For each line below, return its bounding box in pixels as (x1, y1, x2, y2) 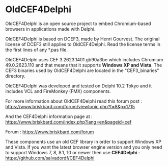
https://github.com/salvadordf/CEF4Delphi (5, 155, 95, 161)
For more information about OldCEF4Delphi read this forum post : (5, 98, 143, 104)
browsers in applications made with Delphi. (5, 26, 96, 32)
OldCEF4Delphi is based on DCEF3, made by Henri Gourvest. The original (5, 36, 160, 42)
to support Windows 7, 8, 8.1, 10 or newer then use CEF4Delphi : (5, 149, 140, 155)
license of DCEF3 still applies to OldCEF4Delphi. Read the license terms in (5, 41, 160, 47)
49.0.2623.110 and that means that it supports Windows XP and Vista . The (5, 62, 162, 68)
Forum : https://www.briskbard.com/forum (5, 129, 94, 135)
